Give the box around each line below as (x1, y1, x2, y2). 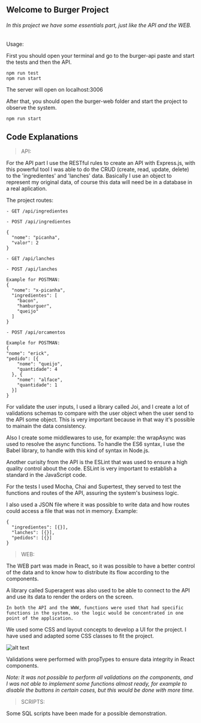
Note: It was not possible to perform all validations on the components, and (6, 674, 193, 681)
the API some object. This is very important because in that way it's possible (6, 416, 195, 423)
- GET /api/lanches (6, 256, 55, 262)
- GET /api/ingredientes (6, 208, 68, 214)
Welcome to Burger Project (6, 5, 109, 15)
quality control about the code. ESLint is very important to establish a (6, 465, 177, 472)
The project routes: (6, 197, 54, 204)
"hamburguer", (17, 303, 52, 309)
